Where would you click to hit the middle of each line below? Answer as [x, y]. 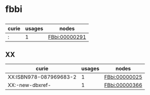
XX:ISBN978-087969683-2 [42, 77]
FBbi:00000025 [123, 77]
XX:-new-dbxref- [29, 85]
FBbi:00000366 [123, 85]
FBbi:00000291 [67, 37]
